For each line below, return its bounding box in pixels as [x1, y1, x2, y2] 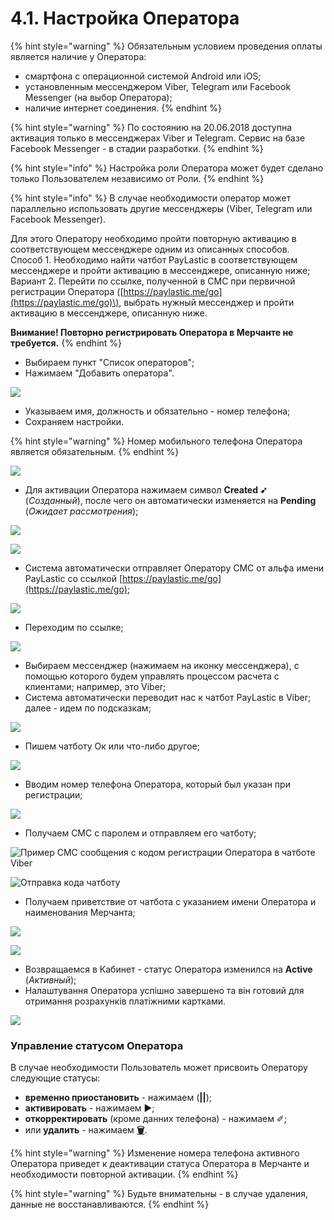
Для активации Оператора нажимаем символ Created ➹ [24, 483, 268, 496]
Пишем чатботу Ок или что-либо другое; [24, 740, 200, 752]
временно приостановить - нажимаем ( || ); [24, 1092, 213, 1104]
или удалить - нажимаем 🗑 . [24, 1124, 148, 1136]
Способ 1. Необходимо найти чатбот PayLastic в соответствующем [10, 253, 298, 266]
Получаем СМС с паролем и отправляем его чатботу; [24, 827, 257, 839]
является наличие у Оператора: [10, 50, 147, 62]
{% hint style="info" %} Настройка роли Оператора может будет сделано [10, 162, 324, 174]
